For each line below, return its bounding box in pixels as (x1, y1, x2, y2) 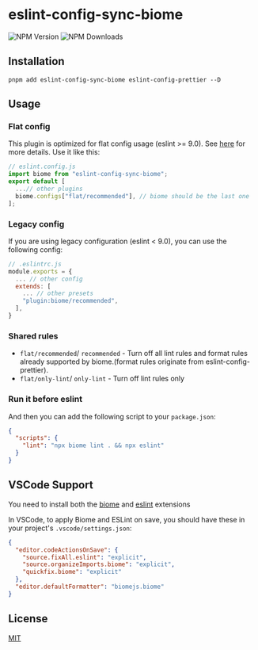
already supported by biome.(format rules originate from (19, 357, 204, 366)
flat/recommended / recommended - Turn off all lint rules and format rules (19, 349, 248, 358)
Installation (8, 55, 65, 68)
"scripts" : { (15, 434, 59, 442)
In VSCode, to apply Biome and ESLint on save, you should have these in (8, 514, 245, 524)
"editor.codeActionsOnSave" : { (15, 545, 119, 554)
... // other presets (22, 289, 93, 298)
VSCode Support (8, 478, 93, 492)
